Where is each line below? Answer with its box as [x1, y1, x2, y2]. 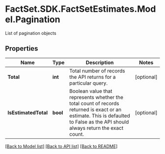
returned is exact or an [69, 106, 122, 113]
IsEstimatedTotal [7, 109, 48, 116]
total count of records [69, 100, 119, 107]
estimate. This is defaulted [69, 112, 130, 119]
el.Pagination [5, 14, 60, 25]
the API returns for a [69, 73, 116, 80]
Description [85, 59, 114, 66]
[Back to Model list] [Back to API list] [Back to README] [5, 143, 118, 149]
